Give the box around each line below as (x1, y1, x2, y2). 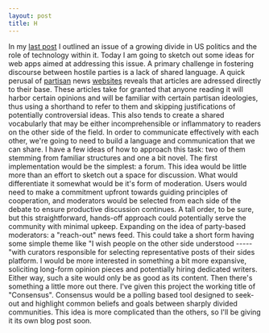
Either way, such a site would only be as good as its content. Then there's (8, 273, 253, 282)
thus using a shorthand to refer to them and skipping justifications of (8, 102, 236, 111)
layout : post (8, 11, 52, 20)
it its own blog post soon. (8, 315, 93, 325)
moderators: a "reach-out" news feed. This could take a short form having (8, 230, 255, 239)
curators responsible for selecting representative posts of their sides (27, 247, 255, 256)
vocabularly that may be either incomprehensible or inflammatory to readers (8, 119, 262, 128)
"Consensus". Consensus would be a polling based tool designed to (8, 289, 234, 299)
